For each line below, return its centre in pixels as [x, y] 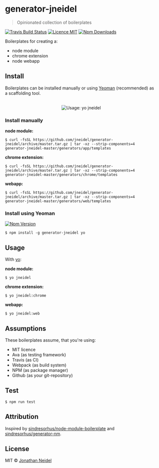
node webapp [26, 61]
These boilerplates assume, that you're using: [51, 340]
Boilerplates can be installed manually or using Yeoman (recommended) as [79, 88]
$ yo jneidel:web [22, 314]
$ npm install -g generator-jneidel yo [45, 233]
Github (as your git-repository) [43, 375]
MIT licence [24, 349]
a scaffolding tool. [23, 93]
